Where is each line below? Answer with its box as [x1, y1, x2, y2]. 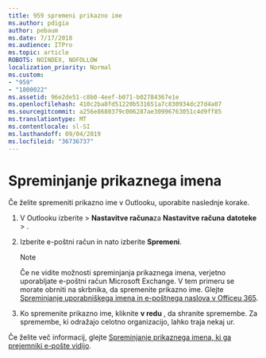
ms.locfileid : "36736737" [8, 137, 94, 146]
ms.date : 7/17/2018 [8, 33, 73, 42]
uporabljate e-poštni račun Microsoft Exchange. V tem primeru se [19, 276, 235, 286]
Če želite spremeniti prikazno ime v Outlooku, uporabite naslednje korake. [8, 198, 250, 208]
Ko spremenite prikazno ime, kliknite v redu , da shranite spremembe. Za [19, 309, 258, 318]
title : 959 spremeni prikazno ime [8, 11, 123, 20]
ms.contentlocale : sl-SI [8, 123, 91, 130]
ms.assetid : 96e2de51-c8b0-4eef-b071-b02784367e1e [8, 93, 179, 101]
